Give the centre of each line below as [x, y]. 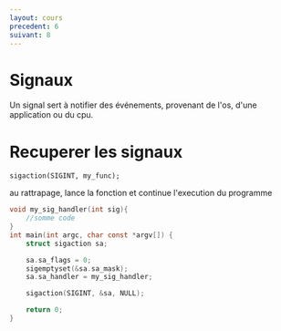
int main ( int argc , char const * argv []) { [91, 235]
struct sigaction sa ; [67, 243]
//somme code [51, 218]
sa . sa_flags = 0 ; [59, 260]
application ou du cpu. [52, 115]
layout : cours [36, 18]
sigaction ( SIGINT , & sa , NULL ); [85, 294]
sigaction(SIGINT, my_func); [65, 176]
